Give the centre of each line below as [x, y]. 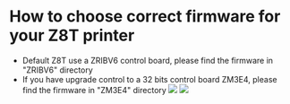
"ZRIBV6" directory [58, 70]
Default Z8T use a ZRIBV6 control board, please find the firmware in [148, 60]
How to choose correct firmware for [145, 17]
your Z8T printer [72, 35]
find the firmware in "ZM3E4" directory [94, 90]
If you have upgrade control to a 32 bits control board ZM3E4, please [149, 79]
